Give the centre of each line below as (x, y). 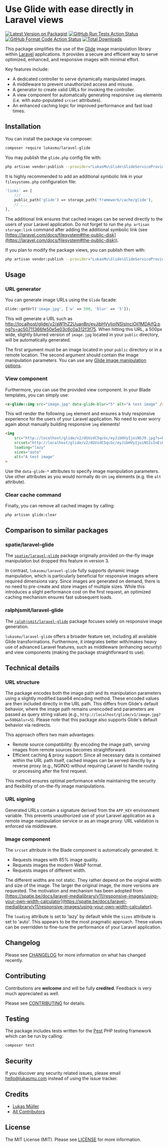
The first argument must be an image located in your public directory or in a (83, 350)
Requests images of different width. (49, 870)
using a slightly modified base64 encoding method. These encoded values (82, 698)
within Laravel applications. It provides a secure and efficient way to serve (82, 54)
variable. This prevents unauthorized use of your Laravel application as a (80, 815)
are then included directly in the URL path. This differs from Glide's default (82, 704)
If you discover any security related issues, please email (63, 1073)
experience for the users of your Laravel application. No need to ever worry (83, 419)
